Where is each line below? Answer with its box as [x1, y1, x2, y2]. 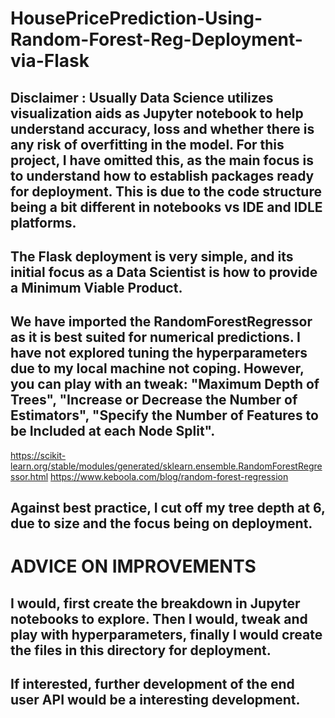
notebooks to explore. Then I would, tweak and [10, 610, 308, 627]
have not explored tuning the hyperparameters [10, 345, 308, 362]
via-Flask [10, 50, 90, 72]
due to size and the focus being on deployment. [10, 515, 313, 532]
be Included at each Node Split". [10, 423, 216, 440]
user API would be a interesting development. [10, 692, 301, 709]
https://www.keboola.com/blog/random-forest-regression [50, 470, 289, 482]
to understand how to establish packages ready [10, 167, 315, 184]
